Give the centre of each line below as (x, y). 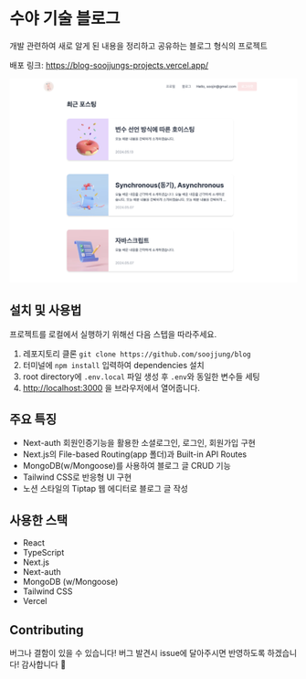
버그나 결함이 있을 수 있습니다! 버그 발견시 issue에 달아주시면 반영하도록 (137, 653)
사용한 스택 (39, 520)
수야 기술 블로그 (65, 19)
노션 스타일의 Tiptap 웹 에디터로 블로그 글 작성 (106, 489)
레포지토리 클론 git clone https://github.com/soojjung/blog (137, 354)
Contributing (47, 630)
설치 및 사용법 (46, 310)
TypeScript (43, 553)
